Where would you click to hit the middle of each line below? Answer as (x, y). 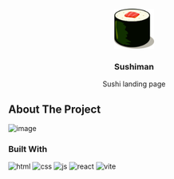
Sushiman (134, 66)
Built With (28, 149)
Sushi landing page (134, 84)
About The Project (55, 109)
